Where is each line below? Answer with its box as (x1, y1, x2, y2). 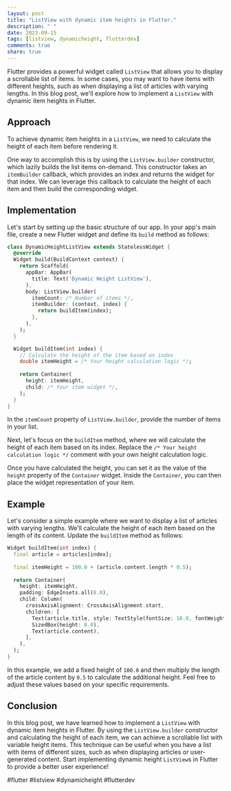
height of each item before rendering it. (7, 142, 119, 150)
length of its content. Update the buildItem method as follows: (7, 531, 184, 540)
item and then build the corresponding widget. (7, 184, 139, 193)
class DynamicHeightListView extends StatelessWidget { (7, 243, 170, 250)
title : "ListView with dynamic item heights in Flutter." (7, 17, 177, 23)
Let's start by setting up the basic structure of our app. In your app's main (7, 223, 217, 231)
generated (7, 755, 36, 763)
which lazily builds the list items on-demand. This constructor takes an (7, 162, 208, 171)
